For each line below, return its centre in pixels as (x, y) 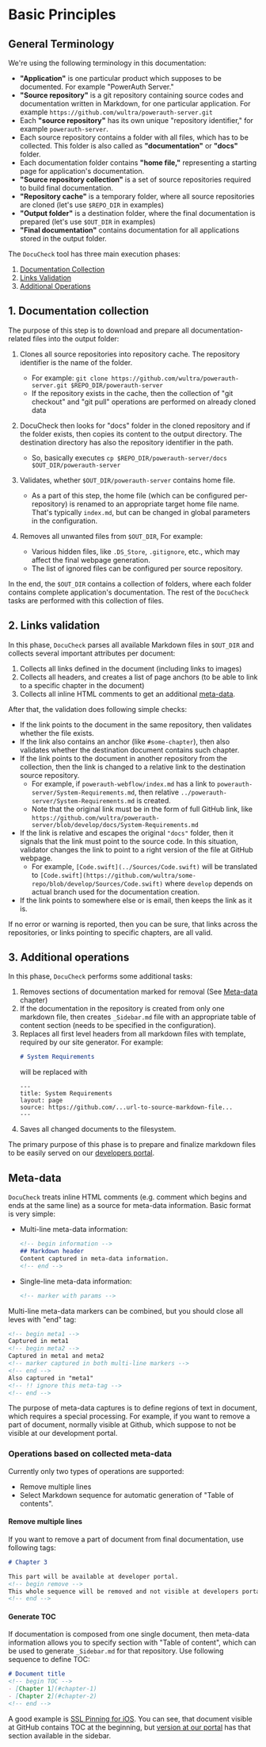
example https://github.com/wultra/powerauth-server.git (116, 112)
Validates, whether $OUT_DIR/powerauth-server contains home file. (127, 480)
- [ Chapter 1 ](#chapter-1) (53, 1689)
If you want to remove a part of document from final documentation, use (126, 1539)
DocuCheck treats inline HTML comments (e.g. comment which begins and (127, 1197)
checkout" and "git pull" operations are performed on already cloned (143, 402)
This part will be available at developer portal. (93, 1576)
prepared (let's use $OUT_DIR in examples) (87, 221)
